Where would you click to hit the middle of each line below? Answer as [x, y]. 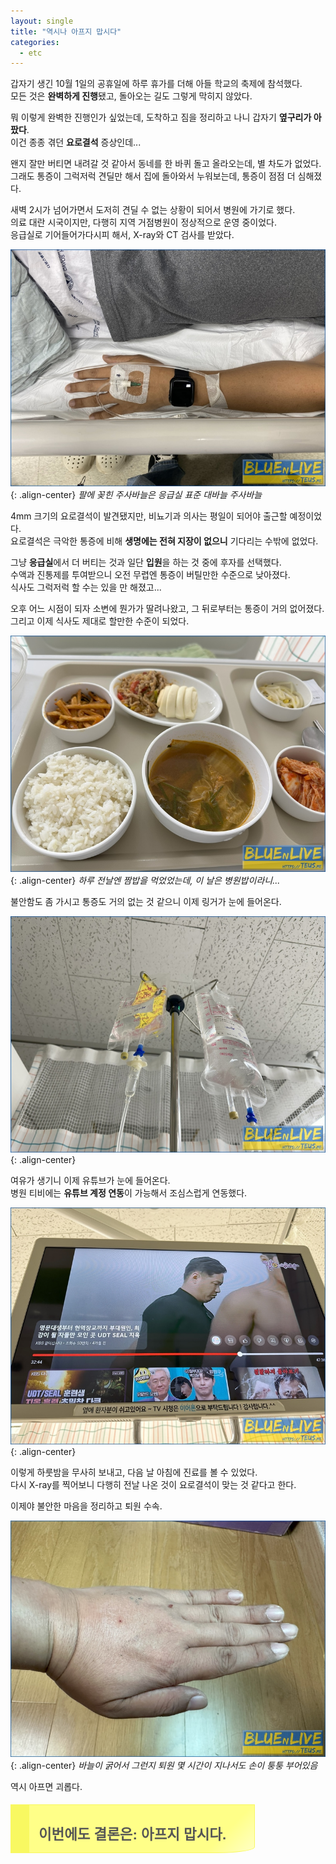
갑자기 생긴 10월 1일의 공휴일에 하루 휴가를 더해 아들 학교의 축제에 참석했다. [156, 84]
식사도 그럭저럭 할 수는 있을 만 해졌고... [86, 587]
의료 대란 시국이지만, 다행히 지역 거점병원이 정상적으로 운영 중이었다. [143, 222]
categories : [35, 42]
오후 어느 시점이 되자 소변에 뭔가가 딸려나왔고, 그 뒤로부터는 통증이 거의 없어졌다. [167, 608]
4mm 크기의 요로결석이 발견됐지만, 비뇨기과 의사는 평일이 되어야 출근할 [149, 516]
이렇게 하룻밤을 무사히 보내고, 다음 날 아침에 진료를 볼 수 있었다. [134, 1472]
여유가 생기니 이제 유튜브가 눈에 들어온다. [90, 1181]
